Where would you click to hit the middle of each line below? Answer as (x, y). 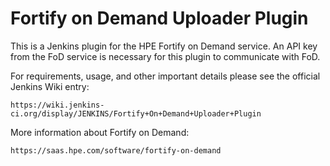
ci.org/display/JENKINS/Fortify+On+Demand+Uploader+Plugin (136, 113)
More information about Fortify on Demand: (100, 132)
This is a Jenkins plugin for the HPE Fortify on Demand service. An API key (164, 46)
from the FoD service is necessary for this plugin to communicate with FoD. (165, 56)
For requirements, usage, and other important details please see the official (165, 76)
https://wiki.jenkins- (57, 105)
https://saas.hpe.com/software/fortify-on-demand (116, 150)
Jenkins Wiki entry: (50, 86)
